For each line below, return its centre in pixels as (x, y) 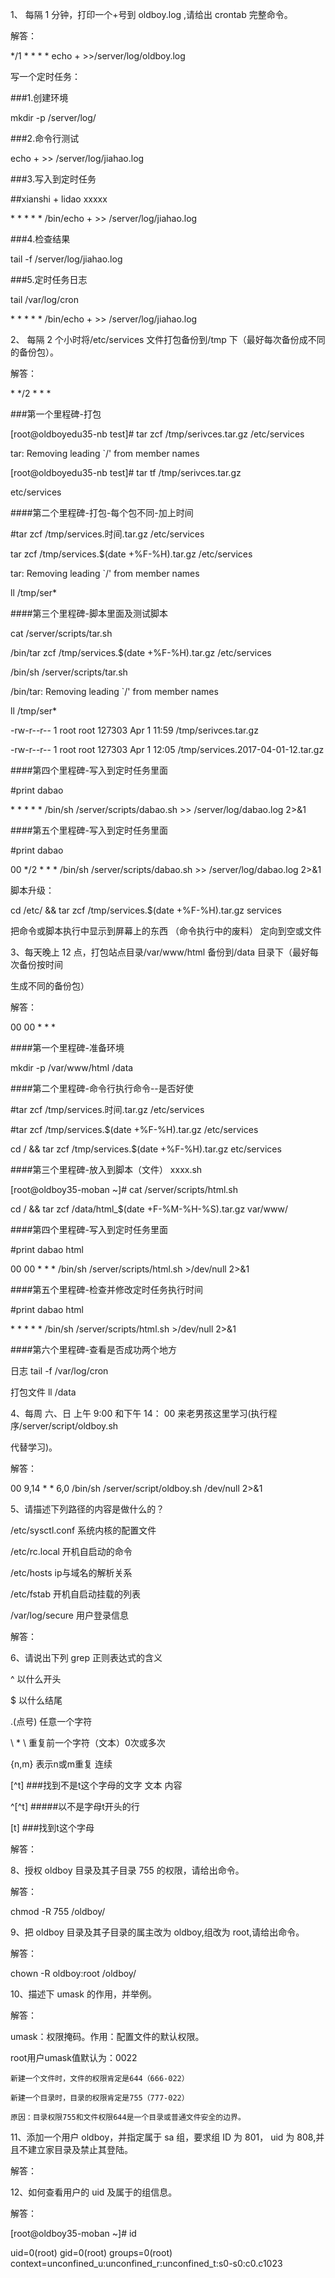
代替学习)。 (34, 1447)
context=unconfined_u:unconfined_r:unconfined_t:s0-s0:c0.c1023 (146, 2263)
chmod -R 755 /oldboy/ (58, 1911)
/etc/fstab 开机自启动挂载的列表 (75, 1594)
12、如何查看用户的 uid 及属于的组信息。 (94, 2192)
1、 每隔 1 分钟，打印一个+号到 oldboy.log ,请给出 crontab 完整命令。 (151, 14)
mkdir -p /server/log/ (53, 117)
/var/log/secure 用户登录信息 (69, 1615)
